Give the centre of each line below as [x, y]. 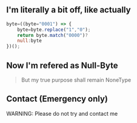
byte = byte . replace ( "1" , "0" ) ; [54, 30]
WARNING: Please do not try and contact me [62, 113]
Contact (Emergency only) [57, 99]
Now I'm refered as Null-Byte [62, 65]
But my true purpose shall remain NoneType [76, 80]
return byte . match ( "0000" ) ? [52, 35]
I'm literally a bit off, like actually [69, 10]
